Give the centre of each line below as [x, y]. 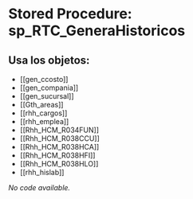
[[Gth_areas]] [41, 105]
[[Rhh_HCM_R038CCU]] [59, 139]
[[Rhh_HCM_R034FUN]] [59, 130]
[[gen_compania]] [49, 88]
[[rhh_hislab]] [42, 172]
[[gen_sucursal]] [47, 96]
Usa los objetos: [49, 60]
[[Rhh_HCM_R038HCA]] [59, 147]
